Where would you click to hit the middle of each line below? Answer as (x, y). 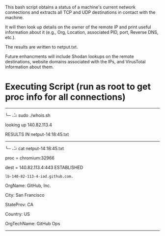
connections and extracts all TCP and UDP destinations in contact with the (80, 12)
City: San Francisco (25, 195)
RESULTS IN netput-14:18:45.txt (37, 134)
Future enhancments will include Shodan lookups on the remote (69, 56)
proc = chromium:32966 (30, 158)
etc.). (10, 37)
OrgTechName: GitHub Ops (33, 223)
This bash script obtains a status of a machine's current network (70, 7)
